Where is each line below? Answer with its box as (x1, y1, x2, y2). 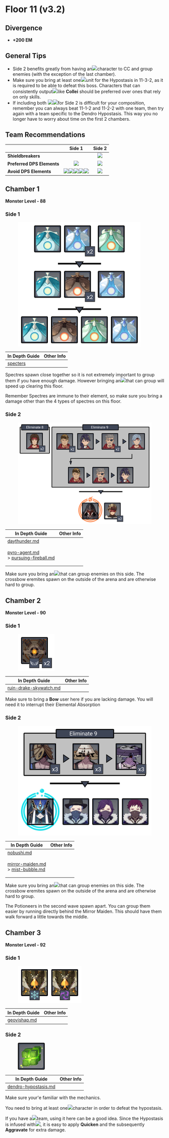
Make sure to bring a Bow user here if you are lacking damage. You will (5, 696, 153, 702)
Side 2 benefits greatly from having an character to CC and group (12, 66, 153, 72)
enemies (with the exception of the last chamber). (12, 71, 116, 77)
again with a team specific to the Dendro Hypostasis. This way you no (12, 110, 158, 117)
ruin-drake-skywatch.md (7, 685, 61, 691)
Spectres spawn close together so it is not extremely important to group (5, 371, 155, 377)
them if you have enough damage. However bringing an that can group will (5, 377, 164, 383)
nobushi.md (7, 850, 32, 856)
